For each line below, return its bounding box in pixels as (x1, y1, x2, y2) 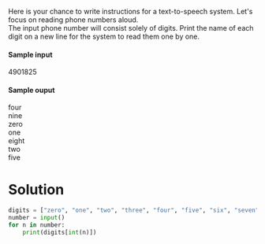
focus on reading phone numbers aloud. (8, 15, 139, 24)
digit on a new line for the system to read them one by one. (8, 31, 200, 41)
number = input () (8, 214, 65, 222)
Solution (8, 180, 65, 198)
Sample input (8, 50, 53, 59)
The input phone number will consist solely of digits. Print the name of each (8, 24, 254, 32)
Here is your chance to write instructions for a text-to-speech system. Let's (8, 7, 253, 16)
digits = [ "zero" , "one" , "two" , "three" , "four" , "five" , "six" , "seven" (8, 206, 259, 215)
